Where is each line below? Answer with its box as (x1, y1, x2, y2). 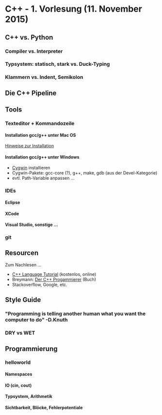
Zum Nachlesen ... (5, 262, 42, 267)
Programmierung (5, 344, 58, 353)
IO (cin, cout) (5, 382, 32, 388)
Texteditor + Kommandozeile (5, 120, 75, 127)
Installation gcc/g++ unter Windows (5, 154, 80, 160)
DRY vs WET (5, 330, 35, 337)
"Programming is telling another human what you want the (5, 310, 146, 317)
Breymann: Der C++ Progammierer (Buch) (12, 276, 96, 282)
